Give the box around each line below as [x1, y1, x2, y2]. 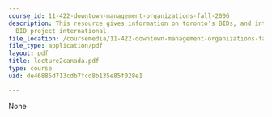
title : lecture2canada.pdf [8, 57, 100, 65]
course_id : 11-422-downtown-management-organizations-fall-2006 [8, 11, 230, 20]
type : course [8, 65, 53, 73]
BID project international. [15, 27, 111, 35]
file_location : [8, 34, 60, 43]
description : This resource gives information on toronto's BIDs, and [8, 19, 252, 27]
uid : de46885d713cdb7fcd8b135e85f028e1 [8, 72, 143, 80]
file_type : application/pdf [8, 42, 104, 50]
